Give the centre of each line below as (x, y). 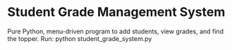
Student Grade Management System (116, 12)
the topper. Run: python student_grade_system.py (80, 38)
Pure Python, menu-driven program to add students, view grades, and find (116, 31)
